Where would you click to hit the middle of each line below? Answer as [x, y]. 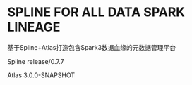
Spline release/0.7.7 [36, 61]
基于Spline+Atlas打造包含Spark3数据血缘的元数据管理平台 [92, 47]
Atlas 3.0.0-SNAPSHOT [41, 75]
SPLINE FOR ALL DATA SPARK [96, 12]
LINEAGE [34, 27]
